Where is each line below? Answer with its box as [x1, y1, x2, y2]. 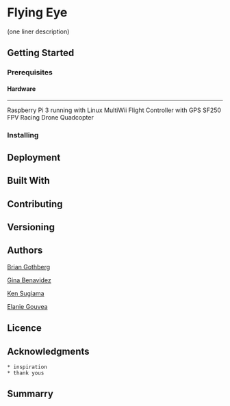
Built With [7, 175, 50, 187]
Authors [7, 245, 43, 256]
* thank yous [7, 369, 44, 377]
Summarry [7, 388, 53, 400]
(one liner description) [7, 27, 70, 36]
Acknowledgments [7, 345, 90, 357]
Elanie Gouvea [7, 302, 48, 310]
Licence [7, 323, 42, 334]
